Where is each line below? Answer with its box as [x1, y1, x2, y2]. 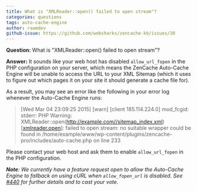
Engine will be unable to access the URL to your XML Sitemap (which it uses [6, 71, 191, 78]
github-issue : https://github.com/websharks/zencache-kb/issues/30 [6, 31, 176, 36]
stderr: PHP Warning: [20, 112, 73, 119]
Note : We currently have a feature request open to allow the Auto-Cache [6, 166, 184, 173]
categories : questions [6, 14, 62, 20]
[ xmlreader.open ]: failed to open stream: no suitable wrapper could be [20, 125, 192, 132]
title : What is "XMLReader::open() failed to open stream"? [6, 8, 157, 15]
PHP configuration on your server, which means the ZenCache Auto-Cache [6, 64, 189, 71]
